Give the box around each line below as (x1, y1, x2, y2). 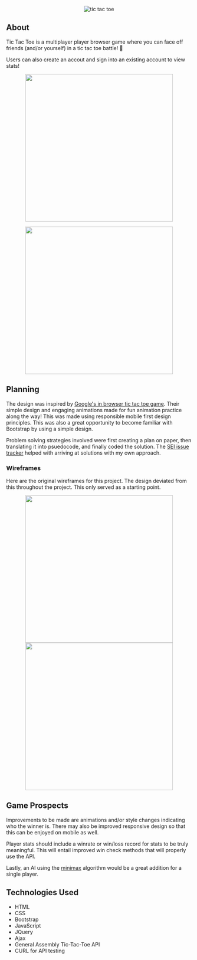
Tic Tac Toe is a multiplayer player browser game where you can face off (6, 38, 183, 45)
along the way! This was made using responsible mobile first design (6, 413, 171, 420)
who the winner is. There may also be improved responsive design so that (6, 823, 186, 830)
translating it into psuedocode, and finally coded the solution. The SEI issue (6, 443, 189, 450)
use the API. (6, 853, 36, 860)
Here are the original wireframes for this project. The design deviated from (6, 477, 187, 484)
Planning (6, 384, 40, 394)
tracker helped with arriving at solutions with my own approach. (6, 449, 161, 456)
